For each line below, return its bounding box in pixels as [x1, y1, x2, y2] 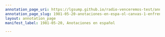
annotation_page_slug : [5, 12, 52, 16]
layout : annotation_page [5, 16, 56, 21]
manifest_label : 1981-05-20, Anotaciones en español [5, 20, 115, 25]
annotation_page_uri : [5, 7, 50, 12]
